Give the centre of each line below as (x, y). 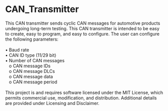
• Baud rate (17, 50)
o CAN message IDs (30, 66)
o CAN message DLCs (32, 71)
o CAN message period (33, 82)
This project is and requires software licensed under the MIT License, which (84, 92)
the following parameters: (32, 39)
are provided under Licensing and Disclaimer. (52, 103)
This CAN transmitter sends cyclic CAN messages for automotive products (83, 23)
